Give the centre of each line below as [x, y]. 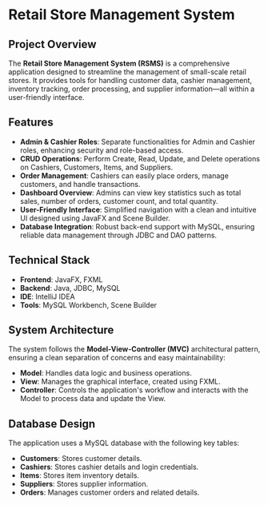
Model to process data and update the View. [93, 399]
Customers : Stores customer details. [81, 459]
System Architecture [61, 330]
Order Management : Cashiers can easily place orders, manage [124, 175]
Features [31, 123]
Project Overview [52, 44]
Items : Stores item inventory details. [80, 475]
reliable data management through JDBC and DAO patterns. [118, 235]
